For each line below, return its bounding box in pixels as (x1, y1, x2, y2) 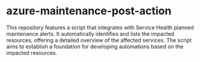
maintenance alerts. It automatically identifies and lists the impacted (6, 30, 175, 37)
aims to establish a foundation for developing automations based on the (6, 43, 184, 50)
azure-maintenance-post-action (6, 4, 172, 18)
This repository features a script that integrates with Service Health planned (6, 24, 194, 31)
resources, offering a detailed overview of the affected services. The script (6, 36, 192, 44)
